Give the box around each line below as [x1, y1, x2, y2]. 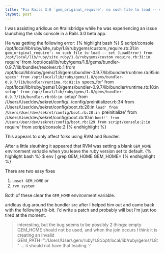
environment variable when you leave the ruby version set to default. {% [5, 148, 151, 154]
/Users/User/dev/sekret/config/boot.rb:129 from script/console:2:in [5, 120, 151, 125]
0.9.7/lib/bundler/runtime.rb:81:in [5, 79, 80, 85]
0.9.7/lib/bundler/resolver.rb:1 [5, 64, 65, 70]
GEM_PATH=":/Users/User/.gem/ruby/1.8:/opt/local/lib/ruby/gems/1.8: [17, 237, 158, 243]
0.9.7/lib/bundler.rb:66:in [5, 94, 63, 100]
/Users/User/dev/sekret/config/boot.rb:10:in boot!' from [5, 114, 119, 120]
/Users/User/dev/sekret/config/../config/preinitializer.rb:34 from [5, 99, 134, 104]
